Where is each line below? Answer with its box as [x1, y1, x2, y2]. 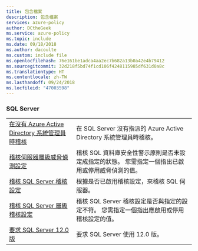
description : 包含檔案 [6, 14, 58, 20]
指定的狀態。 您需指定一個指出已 [88, 158, 179, 166]
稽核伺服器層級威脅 [9, 153, 63, 162]
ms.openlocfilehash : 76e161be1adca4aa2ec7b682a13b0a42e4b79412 [6, 58, 165, 63]
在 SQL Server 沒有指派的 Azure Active [76, 125, 184, 133]
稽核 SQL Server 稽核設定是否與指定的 [76, 198, 182, 206]
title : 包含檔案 [6, 8, 42, 15]
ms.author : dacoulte [6, 47, 57, 53]
